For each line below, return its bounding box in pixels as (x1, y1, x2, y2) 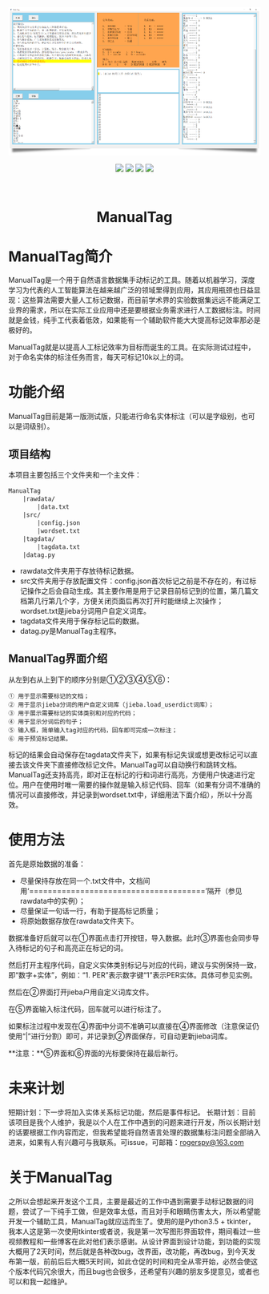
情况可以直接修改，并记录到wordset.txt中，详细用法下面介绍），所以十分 (8, 789, 246, 800)
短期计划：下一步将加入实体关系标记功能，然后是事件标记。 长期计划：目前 (8, 1107, 256, 1117)
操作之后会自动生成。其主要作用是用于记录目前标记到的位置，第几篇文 (26, 587, 259, 596)
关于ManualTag (8, 1168, 113, 1187)
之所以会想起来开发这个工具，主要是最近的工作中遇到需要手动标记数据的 (8, 1196, 247, 1206)
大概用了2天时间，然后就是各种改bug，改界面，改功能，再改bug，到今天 (8, 1246, 249, 1256)
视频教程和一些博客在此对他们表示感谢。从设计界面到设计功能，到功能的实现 (8, 1236, 261, 1246)
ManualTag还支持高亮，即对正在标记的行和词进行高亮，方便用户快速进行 (8, 769, 248, 780)
